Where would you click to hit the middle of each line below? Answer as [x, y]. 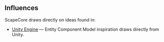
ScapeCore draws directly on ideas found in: [50, 20]
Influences [22, 8]
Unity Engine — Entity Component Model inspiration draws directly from [85, 29]
